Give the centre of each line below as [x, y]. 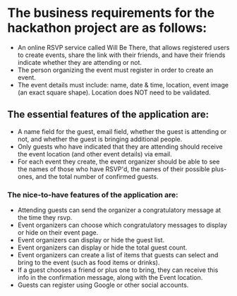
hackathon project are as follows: [107, 28]
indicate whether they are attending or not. [80, 62]
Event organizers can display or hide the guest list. [91, 240]
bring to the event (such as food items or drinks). [89, 263]
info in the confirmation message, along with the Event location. [110, 278]
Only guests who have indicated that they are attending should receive [120, 147]
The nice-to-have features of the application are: [93, 195]
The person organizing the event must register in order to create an [115, 70]
